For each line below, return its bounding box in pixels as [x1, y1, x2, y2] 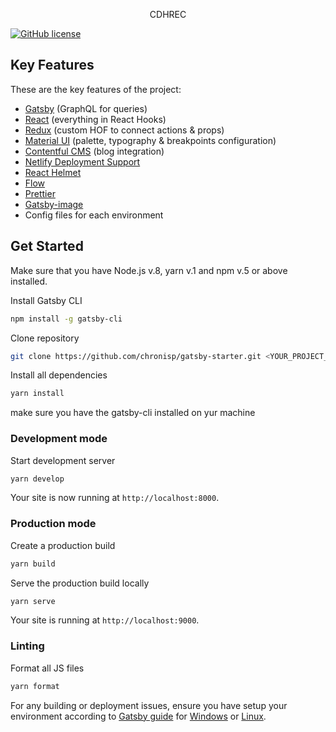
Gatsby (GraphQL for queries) [24, 102, 148, 114]
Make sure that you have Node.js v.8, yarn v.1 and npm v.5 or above [10, 264, 288, 276]
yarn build [10, 559, 56, 569]
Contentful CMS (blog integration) [24, 145, 165, 157]
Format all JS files [10, 662, 85, 674]
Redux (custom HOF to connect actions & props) [24, 124, 225, 136]
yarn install [10, 389, 65, 399]
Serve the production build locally [10, 577, 150, 589]
